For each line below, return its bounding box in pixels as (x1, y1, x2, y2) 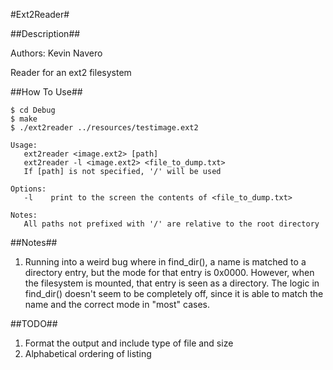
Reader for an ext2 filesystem (10, 67, 132, 78)
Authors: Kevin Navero (10, 47, 103, 59)
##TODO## (10, 318, 58, 329)
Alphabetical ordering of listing (24, 348, 152, 359)
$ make (10, 114, 38, 124)
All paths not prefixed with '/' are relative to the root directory (23, 219, 320, 229)
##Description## (10, 28, 81, 39)
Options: (10, 184, 47, 194)
